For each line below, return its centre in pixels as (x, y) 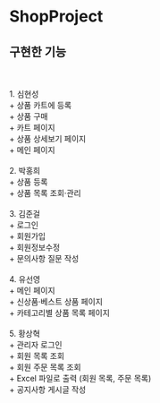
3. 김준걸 (25, 214)
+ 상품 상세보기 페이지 (48, 139)
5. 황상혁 (25, 334)
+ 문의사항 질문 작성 (44, 258)
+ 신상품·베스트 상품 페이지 (56, 301)
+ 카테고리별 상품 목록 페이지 (59, 313)
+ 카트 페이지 (32, 128)
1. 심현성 (24, 94)
